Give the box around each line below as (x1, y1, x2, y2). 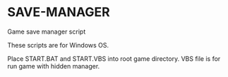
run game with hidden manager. (7, 62, 100, 70)
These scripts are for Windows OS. (7, 41, 109, 49)
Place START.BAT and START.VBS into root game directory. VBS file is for (7, 54, 221, 63)
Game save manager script (7, 27, 86, 36)
